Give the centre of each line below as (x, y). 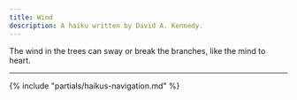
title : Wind (31, 17)
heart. (20, 60)
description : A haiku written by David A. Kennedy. (106, 26)
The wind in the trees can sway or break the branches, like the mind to (137, 50)
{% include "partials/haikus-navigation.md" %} (95, 86)
